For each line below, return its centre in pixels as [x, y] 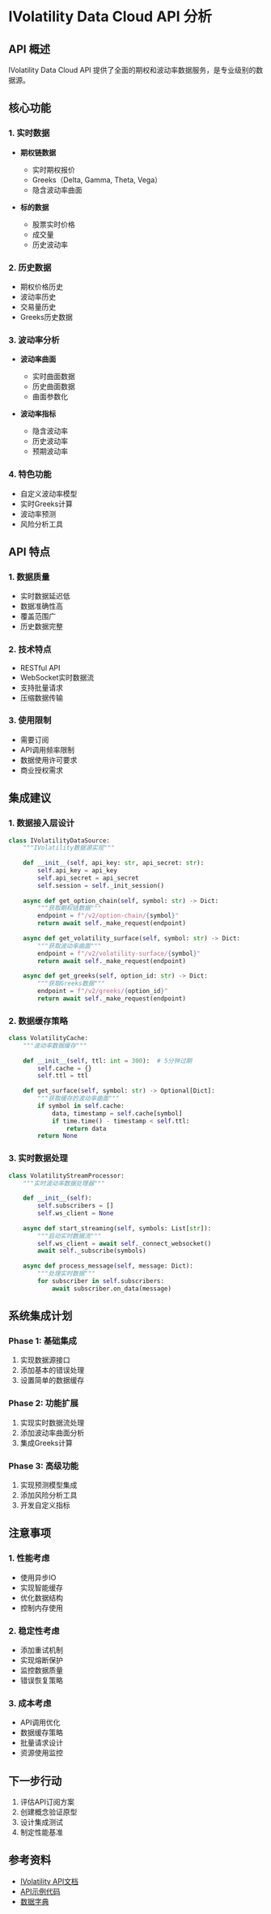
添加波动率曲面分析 [52, 1432]
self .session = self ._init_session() [101, 885]
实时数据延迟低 [45, 596]
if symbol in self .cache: [81, 1106]
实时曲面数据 [53, 377]
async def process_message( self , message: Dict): [108, 1266]
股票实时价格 [53, 224]
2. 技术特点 [30, 650]
